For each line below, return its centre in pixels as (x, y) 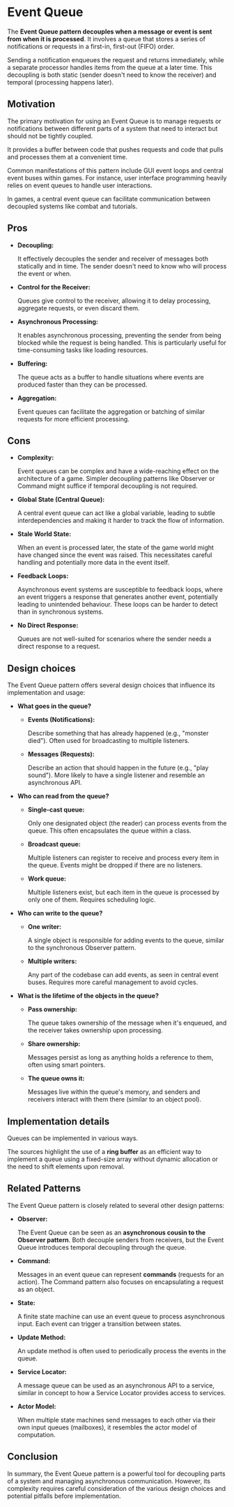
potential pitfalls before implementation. (64, 1496)
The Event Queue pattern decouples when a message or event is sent (110, 31)
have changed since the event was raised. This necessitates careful (115, 555)
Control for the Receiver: (54, 287)
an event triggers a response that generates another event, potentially (117, 597)
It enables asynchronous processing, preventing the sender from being (119, 335)
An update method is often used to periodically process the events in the (122, 1350)
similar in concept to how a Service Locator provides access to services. (122, 1392)
